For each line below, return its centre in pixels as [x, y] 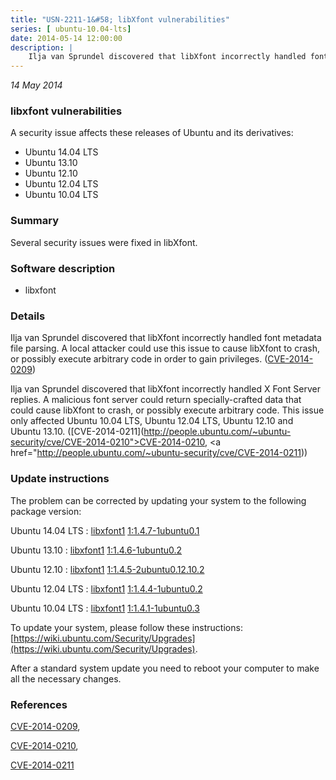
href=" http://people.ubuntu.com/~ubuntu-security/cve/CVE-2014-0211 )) [159, 453]
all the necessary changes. [66, 678]
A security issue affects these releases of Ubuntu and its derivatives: [152, 133]
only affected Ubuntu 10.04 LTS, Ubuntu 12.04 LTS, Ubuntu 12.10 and [152, 421]
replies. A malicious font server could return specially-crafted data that [156, 400]
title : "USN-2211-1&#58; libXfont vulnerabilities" [120, 19]
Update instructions [60, 479]
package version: [46, 511]
